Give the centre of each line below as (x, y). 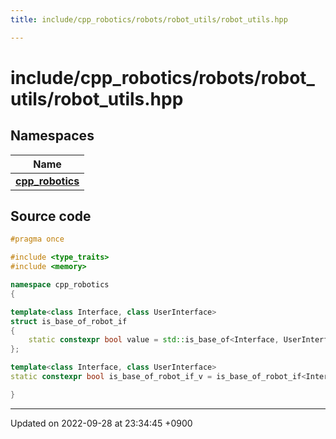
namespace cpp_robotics (60, 285)
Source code (51, 216)
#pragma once (37, 239)
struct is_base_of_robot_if (69, 321)
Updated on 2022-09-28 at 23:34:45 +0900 (101, 423)
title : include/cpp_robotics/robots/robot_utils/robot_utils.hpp (149, 19)
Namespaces (52, 136)
